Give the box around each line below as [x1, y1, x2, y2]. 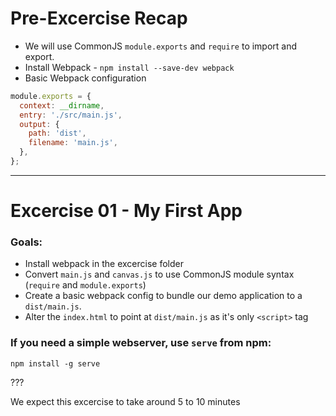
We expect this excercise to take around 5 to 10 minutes [10, 395, 241, 407]
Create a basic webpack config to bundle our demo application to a [24, 290, 303, 302]
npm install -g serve [10, 358, 101, 369]
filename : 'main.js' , [28, 138, 118, 148]
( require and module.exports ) [24, 279, 147, 291]
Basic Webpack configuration [24, 72, 147, 84]
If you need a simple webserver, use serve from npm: [10, 336, 272, 350]
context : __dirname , [19, 100, 105, 111]
